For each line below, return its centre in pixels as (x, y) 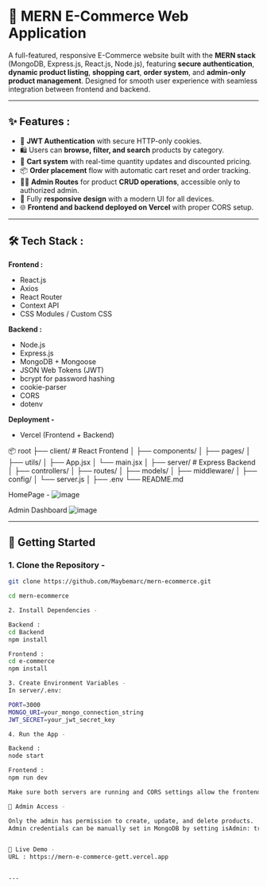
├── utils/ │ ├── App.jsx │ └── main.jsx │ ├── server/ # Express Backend (132, 462)
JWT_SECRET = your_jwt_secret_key (62, 720)
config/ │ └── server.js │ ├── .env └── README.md (96, 479)
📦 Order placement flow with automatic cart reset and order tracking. (135, 170)
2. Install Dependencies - (53, 610)
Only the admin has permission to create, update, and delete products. (131, 821)
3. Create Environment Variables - (67, 683)
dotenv (31, 404)
